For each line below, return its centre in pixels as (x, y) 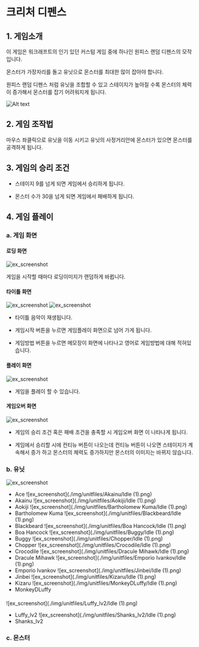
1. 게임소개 (24, 36)
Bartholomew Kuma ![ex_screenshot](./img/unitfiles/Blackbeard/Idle (98, 513)
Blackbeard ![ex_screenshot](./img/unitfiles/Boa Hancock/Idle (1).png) (100, 526)
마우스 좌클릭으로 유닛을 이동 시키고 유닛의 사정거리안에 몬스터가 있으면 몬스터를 (99, 140)
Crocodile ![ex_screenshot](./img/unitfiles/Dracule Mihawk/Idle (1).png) (102, 551)
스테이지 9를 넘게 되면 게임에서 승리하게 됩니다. (70, 184)
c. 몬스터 (18, 637)
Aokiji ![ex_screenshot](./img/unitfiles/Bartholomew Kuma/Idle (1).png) (101, 507)
